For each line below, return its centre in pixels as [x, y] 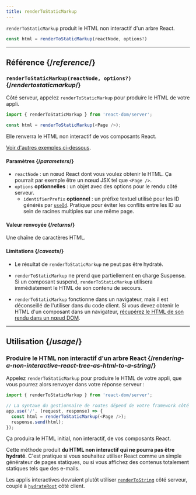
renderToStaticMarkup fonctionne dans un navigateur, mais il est [91, 299]
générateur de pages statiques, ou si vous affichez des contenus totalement [98, 462]
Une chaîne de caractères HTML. [46, 238]
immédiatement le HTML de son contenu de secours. [78, 288]
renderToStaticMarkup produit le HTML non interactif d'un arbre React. [90, 28]
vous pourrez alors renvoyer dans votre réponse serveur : [75, 385]
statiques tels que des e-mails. [43, 469]
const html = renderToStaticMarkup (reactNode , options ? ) [77, 39]
